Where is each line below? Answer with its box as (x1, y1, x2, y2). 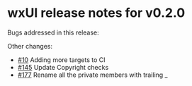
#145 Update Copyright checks (17, 63, 109, 71)
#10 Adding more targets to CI (17, 55, 106, 64)
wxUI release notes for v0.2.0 (7, 5, 186, 21)
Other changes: (7, 42, 53, 50)
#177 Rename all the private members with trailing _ (17, 70, 168, 79)
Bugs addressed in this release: (7, 28, 99, 37)
